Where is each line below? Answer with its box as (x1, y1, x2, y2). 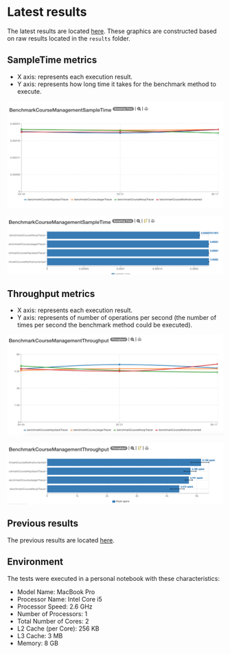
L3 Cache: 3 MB (16, 631, 63, 640)
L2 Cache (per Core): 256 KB (16, 624, 100, 633)
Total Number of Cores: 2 (16, 617, 89, 625)
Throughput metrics (7, 287, 95, 300)
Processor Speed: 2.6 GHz (16, 602, 93, 611)
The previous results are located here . (7, 535, 115, 544)
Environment (7, 556, 64, 568)
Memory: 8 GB (16, 639, 58, 647)
